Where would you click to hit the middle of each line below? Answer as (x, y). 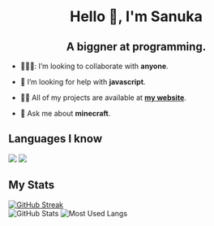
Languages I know (56, 139)
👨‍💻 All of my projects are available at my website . (103, 98)
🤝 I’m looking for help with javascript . (83, 82)
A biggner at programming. (136, 47)
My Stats (32, 185)
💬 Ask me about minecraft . (65, 113)
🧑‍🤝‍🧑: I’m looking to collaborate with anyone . (94, 66)
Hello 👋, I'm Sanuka (136, 17)
